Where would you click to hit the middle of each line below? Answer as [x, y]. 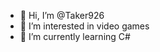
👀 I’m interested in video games [84, 26]
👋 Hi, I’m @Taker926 [62, 15]
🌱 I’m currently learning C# [75, 36]
